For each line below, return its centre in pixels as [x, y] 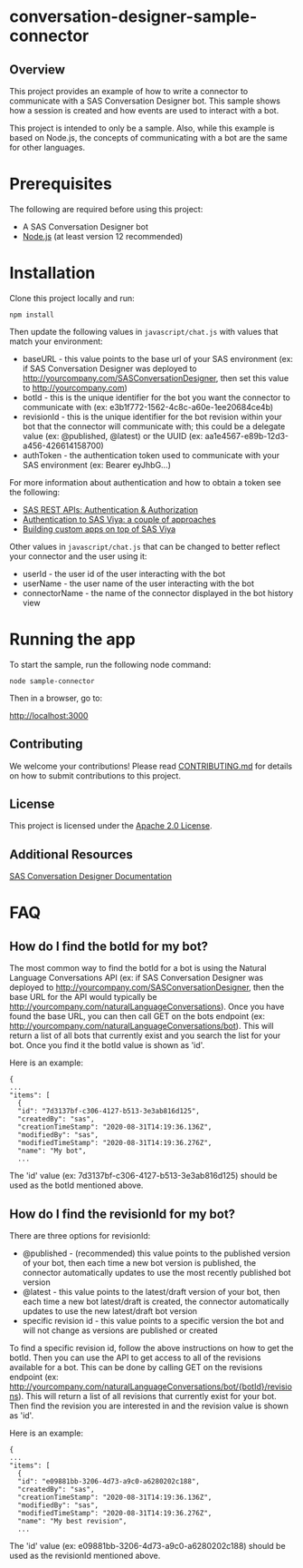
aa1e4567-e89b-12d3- [247, 436]
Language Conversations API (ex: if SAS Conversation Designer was [137, 978]
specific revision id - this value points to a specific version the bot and [153, 1321]
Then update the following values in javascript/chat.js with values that [144, 331]
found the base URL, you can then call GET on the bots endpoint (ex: [137, 1016]
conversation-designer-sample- [133, 17]
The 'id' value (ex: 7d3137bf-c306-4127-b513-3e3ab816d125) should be [143, 1176]
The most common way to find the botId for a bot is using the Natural [138, 968]
